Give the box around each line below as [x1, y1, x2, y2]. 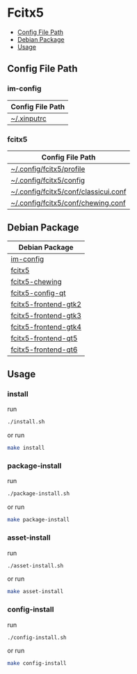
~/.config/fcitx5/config [10, 175, 86, 185]
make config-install [7, 660, 67, 667]
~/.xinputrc [10, 113, 47, 123]
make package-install [7, 517, 70, 524]
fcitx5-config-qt [10, 288, 66, 297]
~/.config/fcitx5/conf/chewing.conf [10, 198, 127, 207]
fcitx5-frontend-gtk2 [10, 299, 82, 309]
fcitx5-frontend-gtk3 [10, 311, 82, 320]
